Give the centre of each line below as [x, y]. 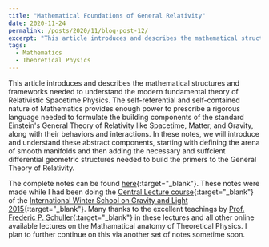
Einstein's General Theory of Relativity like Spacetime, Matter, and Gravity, [131, 125]
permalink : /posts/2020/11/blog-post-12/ [78, 30]
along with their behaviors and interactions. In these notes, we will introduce [134, 133]
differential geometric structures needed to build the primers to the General [132, 159]
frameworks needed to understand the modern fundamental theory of [123, 91]
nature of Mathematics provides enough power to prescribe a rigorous [124, 108]
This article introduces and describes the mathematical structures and [124, 83]
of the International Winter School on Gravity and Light [98, 200]
